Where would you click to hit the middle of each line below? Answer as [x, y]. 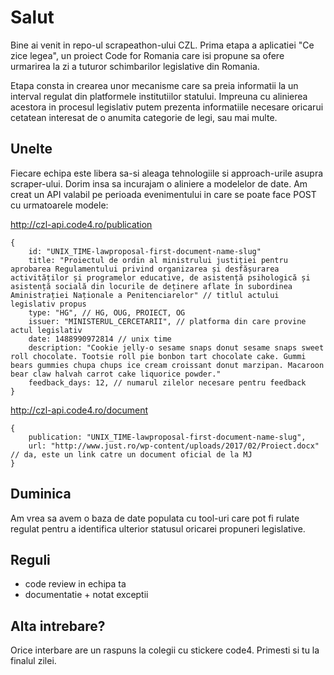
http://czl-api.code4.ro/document [79, 410]
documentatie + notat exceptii [86, 595]
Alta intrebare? [58, 626]
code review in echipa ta [75, 584]
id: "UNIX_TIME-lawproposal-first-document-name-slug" [145, 251]
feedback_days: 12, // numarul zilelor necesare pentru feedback [167, 382]
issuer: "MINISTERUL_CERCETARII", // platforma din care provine [167, 321]
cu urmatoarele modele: [59, 205]
